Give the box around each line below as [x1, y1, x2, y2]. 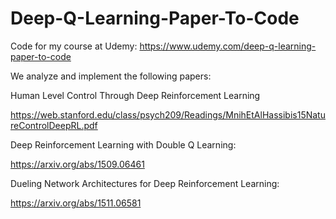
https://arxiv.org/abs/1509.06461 [10, 158, 145, 170]
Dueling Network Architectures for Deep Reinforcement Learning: [10, 177, 280, 189]
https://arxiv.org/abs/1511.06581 [10, 197, 142, 209]
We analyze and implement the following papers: [10, 70, 212, 82]
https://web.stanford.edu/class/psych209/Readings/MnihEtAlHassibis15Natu [10, 108, 326, 121]
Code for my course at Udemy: [10, 40, 138, 52]
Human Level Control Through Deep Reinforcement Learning [10, 89, 261, 101]
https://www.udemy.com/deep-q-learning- [139, 40, 317, 52]
